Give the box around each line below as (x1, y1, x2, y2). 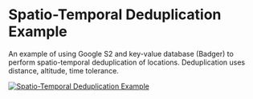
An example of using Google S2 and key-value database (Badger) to (8, 49, 235, 58)
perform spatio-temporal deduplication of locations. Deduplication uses (8, 57, 246, 67)
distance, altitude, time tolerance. (8, 65, 119, 75)
